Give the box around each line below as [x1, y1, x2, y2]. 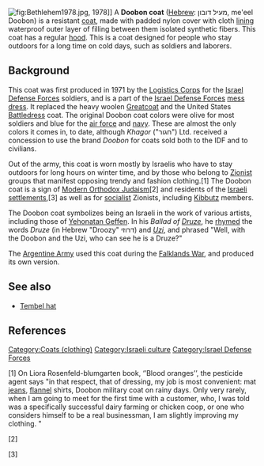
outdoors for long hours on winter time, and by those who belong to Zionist [8, 167, 253, 177]
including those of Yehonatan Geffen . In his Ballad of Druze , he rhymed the [8, 216, 253, 225]
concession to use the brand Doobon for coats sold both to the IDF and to [8, 135, 248, 145]
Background [8, 64, 70, 78]
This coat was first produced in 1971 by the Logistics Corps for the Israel [8, 85, 243, 94]
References [8, 324, 66, 338]
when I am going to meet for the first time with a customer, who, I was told [8, 394, 251, 403]
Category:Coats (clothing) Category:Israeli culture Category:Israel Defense [8, 345, 252, 354]
